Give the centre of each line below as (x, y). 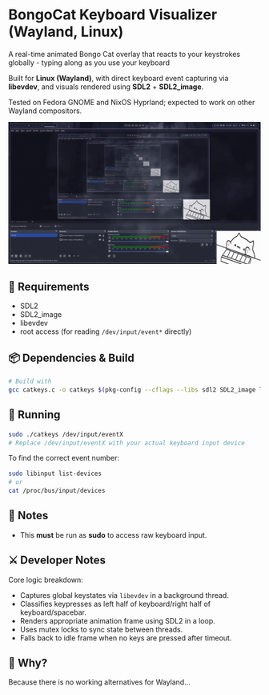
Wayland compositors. (45, 111)
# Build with (30, 382)
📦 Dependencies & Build (71, 358)
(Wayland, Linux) (66, 32)
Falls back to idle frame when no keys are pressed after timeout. (126, 638)
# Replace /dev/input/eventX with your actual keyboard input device (127, 443)
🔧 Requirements (49, 287)
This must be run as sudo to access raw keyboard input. (113, 534)
